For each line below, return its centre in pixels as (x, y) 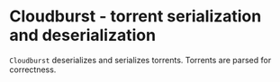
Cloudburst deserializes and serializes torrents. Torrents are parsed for (140, 60)
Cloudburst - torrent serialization (135, 16)
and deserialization (82, 35)
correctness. (33, 70)
